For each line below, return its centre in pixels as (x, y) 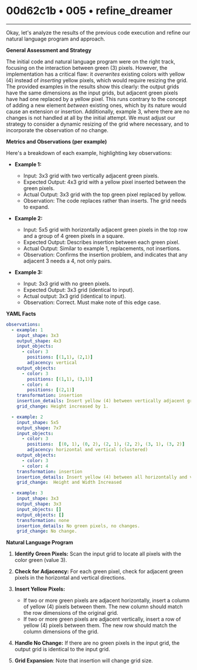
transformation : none (43, 520)
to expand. (36, 207)
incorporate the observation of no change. (57, 130)
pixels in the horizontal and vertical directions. (70, 578)
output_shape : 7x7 (39, 428)
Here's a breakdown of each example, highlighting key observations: (89, 153)
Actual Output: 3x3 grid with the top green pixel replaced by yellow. (105, 194)
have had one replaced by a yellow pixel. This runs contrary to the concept (96, 99)
